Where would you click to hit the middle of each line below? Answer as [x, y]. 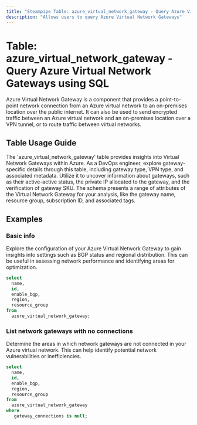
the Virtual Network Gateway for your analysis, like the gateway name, [91, 195]
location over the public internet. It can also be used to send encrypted [92, 112]
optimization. [22, 267]
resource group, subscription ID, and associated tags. [71, 200]
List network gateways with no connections [69, 331]
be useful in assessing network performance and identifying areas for [90, 261]
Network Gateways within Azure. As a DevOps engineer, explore [84, 163]
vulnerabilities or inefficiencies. [44, 356]
